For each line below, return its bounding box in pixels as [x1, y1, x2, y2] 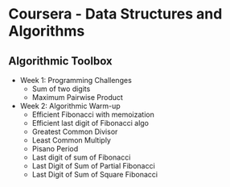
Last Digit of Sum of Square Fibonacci [31, 170, 158, 179]
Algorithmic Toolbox [8, 54, 113, 68]
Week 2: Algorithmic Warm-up [19, 102, 121, 110]
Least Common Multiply [31, 135, 111, 145]
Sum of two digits [31, 84, 91, 93]
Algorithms [8, 22, 85, 40]
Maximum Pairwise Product [31, 93, 123, 102]
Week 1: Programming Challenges [19, 76, 133, 85]
